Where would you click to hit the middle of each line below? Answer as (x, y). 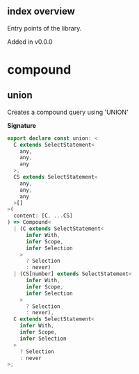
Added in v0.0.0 (30, 42)
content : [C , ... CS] (43, 216)
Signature (22, 125)
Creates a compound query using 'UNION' (68, 112)
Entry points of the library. (44, 28)
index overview (41, 11)
